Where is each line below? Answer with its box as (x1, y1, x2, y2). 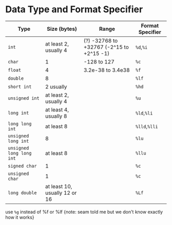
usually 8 (45, 112, 68, 120)
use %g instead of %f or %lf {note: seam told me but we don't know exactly (5, 209, 163, 215)
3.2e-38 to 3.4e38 (83, 66, 130, 74)
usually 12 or (45, 189, 77, 196)
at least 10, (45, 183, 73, 190)
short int (8, 83, 32, 89)
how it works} (5, 214, 34, 220)
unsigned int (8, 95, 40, 101)
